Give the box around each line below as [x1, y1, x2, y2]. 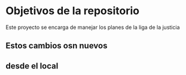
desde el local [5, 61, 59, 71]
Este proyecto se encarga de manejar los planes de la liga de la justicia [5, 24, 180, 31]
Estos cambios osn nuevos [5, 41, 108, 51]
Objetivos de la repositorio [5, 4, 140, 18]
